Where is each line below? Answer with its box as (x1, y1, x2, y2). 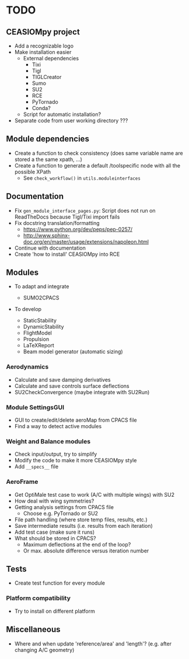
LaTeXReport (23, 342, 54, 349)
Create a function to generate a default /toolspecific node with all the (14, 162, 181, 169)
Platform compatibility (6, 594, 71, 602)
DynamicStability (23, 323, 64, 330)
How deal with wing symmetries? (14, 497, 94, 504)
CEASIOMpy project (6, 27, 80, 37)
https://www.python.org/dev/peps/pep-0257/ (23, 226, 133, 233)
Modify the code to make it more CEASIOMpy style (14, 457, 137, 464)
